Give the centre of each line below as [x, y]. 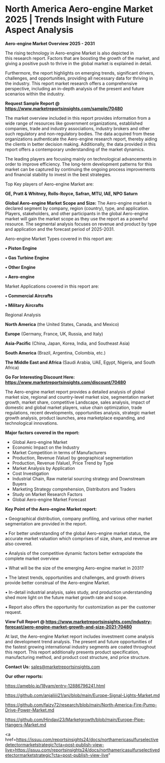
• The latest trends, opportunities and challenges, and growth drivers [75, 577]
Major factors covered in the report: [42, 433]
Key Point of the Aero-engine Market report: [51, 509]
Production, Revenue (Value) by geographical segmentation [73, 458]
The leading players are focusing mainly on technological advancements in [81, 159]
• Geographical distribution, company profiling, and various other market [79, 518]
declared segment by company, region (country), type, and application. [77, 208]
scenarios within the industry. [35, 94]
